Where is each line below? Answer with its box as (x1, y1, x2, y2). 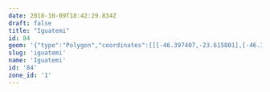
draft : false (8, 19, 52, 27)
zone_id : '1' (8, 71, 52, 79)
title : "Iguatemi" (8, 26, 70, 34)
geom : (8, 42, 27, 50)
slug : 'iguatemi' (8, 49, 67, 57)
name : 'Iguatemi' (8, 57, 67, 65)
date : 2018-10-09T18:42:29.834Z (8, 11, 117, 20)
